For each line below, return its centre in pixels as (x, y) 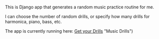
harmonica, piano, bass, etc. (34, 22)
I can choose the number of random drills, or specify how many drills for (77, 16)
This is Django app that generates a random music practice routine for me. (80, 7)
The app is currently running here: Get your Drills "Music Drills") (69, 31)
